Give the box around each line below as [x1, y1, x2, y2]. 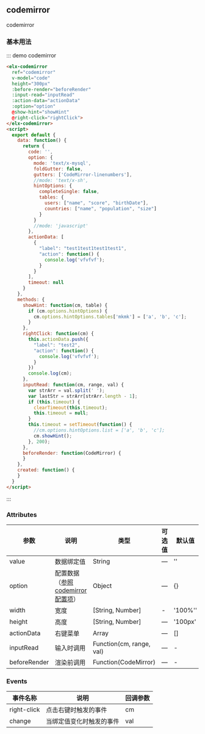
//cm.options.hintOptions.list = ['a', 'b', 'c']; [33, 427, 165, 433]
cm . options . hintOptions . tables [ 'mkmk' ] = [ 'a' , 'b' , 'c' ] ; [33, 314, 187, 320]
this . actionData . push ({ [28, 336, 88, 343]
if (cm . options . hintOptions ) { [28, 308, 108, 314]
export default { [12, 131, 56, 138]
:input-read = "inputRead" [12, 92, 75, 98]
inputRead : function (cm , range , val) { [22, 382, 124, 388]
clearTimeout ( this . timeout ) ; [33, 405, 108, 411]
